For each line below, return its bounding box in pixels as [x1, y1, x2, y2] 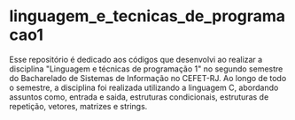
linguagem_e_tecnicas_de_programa [9, 6, 286, 26]
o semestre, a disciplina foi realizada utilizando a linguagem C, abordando [9, 82, 279, 93]
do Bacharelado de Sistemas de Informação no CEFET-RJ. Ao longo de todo [9, 72, 287, 83]
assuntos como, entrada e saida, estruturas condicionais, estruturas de [9, 91, 269, 102]
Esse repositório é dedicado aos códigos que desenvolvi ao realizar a [9, 54, 263, 64]
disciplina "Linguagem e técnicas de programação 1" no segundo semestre [9, 64, 283, 74]
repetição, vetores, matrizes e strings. [9, 101, 148, 111]
